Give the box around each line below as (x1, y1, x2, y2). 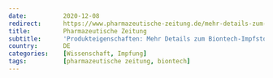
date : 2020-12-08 (8, 11, 100, 20)
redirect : (8, 19, 42, 28)
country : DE (8, 42, 71, 50)
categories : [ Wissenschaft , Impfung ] (8, 50, 148, 58)
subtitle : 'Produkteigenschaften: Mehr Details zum (8, 34, 206, 43)
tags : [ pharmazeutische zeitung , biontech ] (8, 58, 191, 66)
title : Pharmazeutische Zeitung (8, 27, 148, 35)
